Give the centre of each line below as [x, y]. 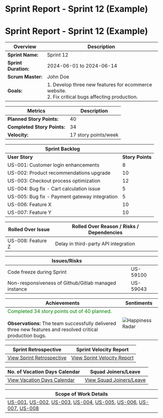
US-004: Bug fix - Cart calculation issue [54, 189]
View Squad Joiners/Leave [115, 380]
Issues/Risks [67, 261]
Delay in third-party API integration [95, 244]
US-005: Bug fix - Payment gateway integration [63, 197]
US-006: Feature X [30, 204]
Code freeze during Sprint [37, 272]
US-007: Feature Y [30, 213]
